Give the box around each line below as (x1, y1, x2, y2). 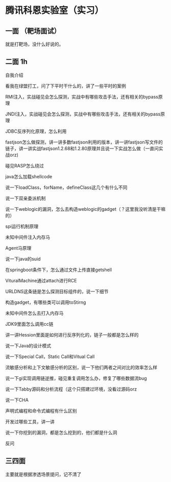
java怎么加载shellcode (5, 173, 53, 179)
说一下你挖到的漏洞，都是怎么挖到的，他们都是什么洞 (5, 429, 117, 436)
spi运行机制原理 (5, 223, 39, 229)
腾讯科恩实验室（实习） (5, 5, 104, 16)
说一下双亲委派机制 (5, 195, 46, 201)
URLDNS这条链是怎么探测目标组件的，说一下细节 (5, 288, 109, 294)
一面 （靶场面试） (5, 27, 61, 35)
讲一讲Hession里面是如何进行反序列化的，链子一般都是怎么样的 (5, 331, 139, 338)
